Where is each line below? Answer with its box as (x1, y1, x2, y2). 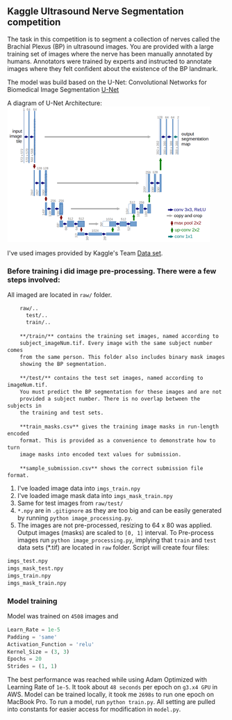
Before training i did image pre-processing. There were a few (7, 266, 217, 275)
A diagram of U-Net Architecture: (7, 99, 102, 107)
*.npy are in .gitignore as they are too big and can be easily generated (17, 506, 222, 515)
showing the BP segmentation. (19, 361, 108, 368)
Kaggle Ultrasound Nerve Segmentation (7, 6, 184, 17)
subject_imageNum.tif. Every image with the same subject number (19, 340, 213, 347)
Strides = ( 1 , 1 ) (7, 663, 58, 670)
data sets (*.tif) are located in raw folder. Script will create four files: (17, 543, 210, 552)
